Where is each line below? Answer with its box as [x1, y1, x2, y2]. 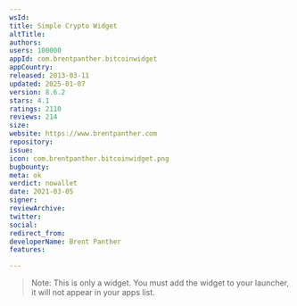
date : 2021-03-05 [9, 187, 74, 196]
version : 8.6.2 [9, 87, 66, 96]
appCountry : [9, 63, 54, 72]
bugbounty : [9, 162, 50, 171]
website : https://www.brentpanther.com [9, 129, 158, 138]
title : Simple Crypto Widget [9, 21, 118, 30]
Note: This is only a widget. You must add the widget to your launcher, [30, 277, 290, 288]
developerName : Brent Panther [9, 237, 122, 246]
